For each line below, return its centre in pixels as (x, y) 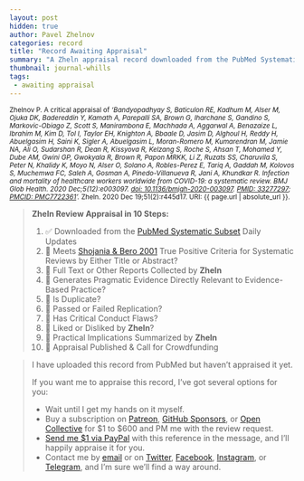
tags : (19, 77)
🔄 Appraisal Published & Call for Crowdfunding (132, 347)
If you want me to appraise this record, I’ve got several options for (154, 382)
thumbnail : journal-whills (60, 69)
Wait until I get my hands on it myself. (115, 409)
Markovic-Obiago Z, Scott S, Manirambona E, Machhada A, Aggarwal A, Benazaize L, (143, 126)
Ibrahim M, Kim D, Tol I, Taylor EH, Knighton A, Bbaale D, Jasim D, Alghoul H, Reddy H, (144, 133)
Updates (61, 241)
